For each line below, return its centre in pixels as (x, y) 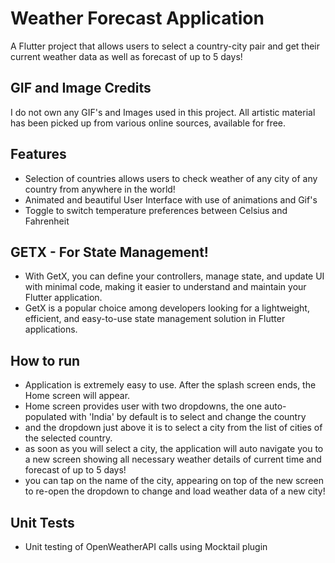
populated (46, 417)
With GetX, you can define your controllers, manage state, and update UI (174, 276)
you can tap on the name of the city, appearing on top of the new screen (174, 481)
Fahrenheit (47, 221)
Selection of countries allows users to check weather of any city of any (171, 178)
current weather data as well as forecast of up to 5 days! (126, 56)
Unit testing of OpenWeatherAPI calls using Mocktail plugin (146, 546)
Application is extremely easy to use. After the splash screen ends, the (170, 385)
